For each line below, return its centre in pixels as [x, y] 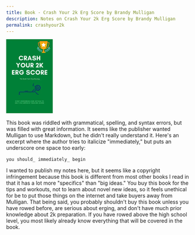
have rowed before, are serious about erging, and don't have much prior [94, 208]
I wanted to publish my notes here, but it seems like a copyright [83, 170]
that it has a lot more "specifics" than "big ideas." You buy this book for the [97, 183]
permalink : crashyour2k [35, 25]
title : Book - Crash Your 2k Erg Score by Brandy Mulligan [80, 12]
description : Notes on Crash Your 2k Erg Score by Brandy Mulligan [91, 19]
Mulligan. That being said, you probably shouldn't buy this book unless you [97, 202]
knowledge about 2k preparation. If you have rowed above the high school [97, 215]
